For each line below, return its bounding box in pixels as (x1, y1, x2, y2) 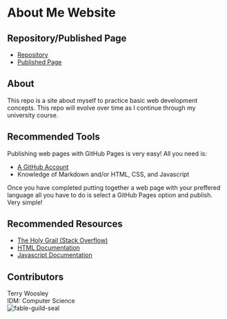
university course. (7, 110, 59, 119)
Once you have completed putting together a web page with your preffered (7, 183, 221, 191)
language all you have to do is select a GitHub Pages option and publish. (7, 191, 213, 199)
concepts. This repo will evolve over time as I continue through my (7, 104, 196, 112)
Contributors (7, 271, 64, 282)
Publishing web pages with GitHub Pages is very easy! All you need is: (7, 149, 207, 157)
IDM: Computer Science (7, 297, 75, 305)
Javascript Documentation (17, 251, 92, 260)
